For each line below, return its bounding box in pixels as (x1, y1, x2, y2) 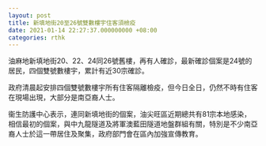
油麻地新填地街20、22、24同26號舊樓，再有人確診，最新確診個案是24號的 (8, 56, 253, 66)
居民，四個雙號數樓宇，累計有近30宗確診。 (8, 66, 149, 76)
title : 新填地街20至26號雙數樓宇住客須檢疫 (8, 19, 136, 27)
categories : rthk (8, 33, 66, 42)
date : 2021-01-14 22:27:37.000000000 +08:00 (8, 26, 158, 34)
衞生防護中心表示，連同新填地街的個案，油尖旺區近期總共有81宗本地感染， (8, 110, 252, 119)
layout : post (8, 11, 51, 20)
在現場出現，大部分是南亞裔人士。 (8, 92, 120, 103)
